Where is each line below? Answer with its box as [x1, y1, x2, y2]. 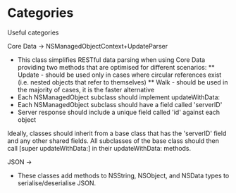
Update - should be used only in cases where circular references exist [17, 70, 222, 79]
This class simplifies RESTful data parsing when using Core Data [17, 55, 206, 64]
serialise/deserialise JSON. [17, 178, 97, 187]
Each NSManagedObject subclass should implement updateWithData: [17, 93, 221, 101]
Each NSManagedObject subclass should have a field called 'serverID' [17, 100, 223, 108]
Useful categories [7, 28, 59, 37]
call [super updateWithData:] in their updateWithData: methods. [7, 144, 192, 152]
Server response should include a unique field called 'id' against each [17, 108, 221, 116]
